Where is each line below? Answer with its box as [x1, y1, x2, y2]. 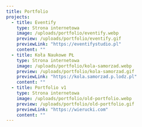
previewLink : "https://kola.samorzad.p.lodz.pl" [16, 74, 137, 80]
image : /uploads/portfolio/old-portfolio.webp [16, 95, 132, 101]
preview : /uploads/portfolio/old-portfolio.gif [16, 101, 134, 107]
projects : [6, 14, 30, 20]
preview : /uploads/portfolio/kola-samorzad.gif [16, 68, 134, 74]
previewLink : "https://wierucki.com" [16, 107, 109, 112]
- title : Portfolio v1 [11, 85, 67, 91]
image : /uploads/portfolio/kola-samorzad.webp [16, 63, 132, 69]
